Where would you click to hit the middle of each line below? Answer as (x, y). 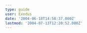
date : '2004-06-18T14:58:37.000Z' (41, 18)
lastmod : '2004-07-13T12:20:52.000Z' (44, 23)
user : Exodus (19, 14)
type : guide (17, 9)
